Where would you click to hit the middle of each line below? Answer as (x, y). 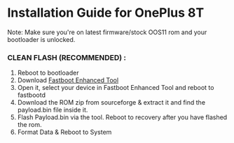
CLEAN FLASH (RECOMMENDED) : (67, 57)
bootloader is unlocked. (41, 39)
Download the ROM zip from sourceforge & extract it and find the (111, 103)
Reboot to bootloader (48, 73)
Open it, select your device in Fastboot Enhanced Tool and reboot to (116, 88)
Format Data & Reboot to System (64, 132)
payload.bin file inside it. (53, 110)
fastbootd (31, 95)
